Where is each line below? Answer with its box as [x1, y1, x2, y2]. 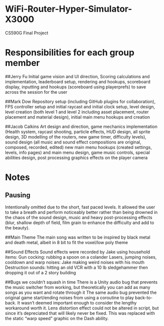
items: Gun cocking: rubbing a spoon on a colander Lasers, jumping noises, [5, 254, 157, 260]
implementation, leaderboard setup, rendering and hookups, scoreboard [5, 79, 150, 84]
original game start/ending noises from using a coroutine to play [5, 294, 134, 301]
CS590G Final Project [5, 30, 49, 36]
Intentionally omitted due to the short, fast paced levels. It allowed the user [5, 204, 155, 210]
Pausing [5, 191, 31, 200]
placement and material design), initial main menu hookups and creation [5, 114, 150, 120]
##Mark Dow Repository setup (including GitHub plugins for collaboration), [5, 99, 156, 104]
